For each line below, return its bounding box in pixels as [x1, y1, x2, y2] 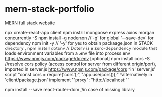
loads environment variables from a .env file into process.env [5, 50, 131, 56]
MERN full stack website [5, 20, 55, 26]
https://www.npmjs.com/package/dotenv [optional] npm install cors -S [5, 55, 150, 61]
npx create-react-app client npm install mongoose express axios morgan [5, 29, 155, 35]
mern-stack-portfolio [5, 3, 95, 15]
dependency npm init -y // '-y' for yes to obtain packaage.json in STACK [5, 40, 153, 46]
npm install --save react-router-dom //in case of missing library [5, 86, 135, 92]
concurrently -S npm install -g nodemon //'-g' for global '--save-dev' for [5, 35, 154, 41]
